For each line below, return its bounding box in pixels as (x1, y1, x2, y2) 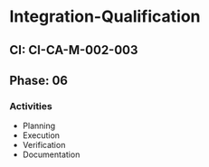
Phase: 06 (9, 72, 68, 88)
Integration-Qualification (9, 6, 201, 27)
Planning (22, 120, 56, 132)
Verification (22, 140, 66, 151)
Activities (9, 99, 52, 112)
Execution (22, 130, 61, 141)
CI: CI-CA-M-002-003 (9, 42, 138, 58)
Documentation (22, 149, 81, 160)
